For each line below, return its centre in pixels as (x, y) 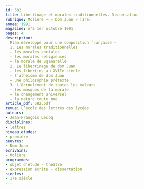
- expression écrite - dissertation (44, 169)
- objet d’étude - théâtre (34, 164)
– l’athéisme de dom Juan (37, 76)
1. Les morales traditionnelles (44, 47)
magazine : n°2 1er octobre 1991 (39, 29)
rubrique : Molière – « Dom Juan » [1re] (49, 19)
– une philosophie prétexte (39, 80)
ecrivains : (17, 151)
